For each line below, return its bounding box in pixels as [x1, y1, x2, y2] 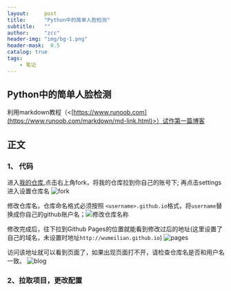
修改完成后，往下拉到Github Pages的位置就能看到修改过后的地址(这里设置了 [7, 225, 223, 233]
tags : [7, 55, 23, 62]
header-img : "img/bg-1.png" [7, 36, 88, 43]
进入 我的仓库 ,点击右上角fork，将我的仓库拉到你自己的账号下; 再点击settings [7, 179, 222, 187]
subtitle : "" [7, 23, 51, 30]
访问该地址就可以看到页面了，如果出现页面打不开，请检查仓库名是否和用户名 [7, 248, 225, 257]
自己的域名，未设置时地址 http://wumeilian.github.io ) [7, 234, 163, 242]
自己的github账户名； [25, 210, 86, 219]
